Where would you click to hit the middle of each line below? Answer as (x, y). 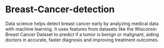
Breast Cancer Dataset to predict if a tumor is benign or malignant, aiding (82, 34)
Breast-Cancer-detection (60, 9)
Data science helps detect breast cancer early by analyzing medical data (82, 23)
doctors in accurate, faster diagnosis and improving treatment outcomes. (82, 40)
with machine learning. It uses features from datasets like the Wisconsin (81, 29)
